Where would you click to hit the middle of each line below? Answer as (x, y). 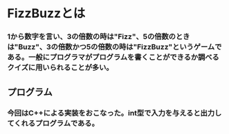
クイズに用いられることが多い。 (60, 67)
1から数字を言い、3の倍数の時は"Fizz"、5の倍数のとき (99, 36)
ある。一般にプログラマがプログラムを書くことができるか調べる (113, 57)
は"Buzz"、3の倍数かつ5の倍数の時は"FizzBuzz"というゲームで (114, 47)
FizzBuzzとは (46, 13)
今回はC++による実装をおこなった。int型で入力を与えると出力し (114, 113)
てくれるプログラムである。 (53, 124)
